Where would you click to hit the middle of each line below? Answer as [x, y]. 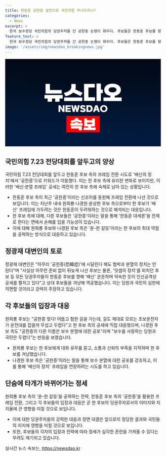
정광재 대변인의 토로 [34, 251]
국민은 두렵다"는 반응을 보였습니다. [39, 337]
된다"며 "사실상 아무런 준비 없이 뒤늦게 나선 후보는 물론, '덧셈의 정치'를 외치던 [80, 270]
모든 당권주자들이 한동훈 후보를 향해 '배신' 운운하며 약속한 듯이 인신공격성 [86, 276]
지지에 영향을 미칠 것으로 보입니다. [51, 425]
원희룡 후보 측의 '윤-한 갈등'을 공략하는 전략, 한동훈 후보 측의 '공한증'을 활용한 [80, 396]
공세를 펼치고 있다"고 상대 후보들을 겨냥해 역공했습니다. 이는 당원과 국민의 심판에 [83, 283]
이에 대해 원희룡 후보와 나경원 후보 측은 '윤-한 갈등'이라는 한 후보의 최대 [81, 228]
